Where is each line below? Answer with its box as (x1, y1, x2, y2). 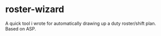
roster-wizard (5, 4, 64, 15)
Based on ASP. (5, 25, 36, 31)
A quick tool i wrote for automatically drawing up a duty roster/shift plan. (5, 20, 156, 26)
